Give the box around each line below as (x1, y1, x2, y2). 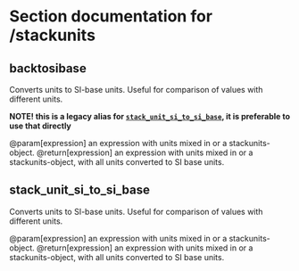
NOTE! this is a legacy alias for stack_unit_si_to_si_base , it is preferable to (9, 111, 291, 121)
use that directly (9, 120, 71, 131)
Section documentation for (9, 6, 212, 27)
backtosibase (9, 61, 87, 76)
